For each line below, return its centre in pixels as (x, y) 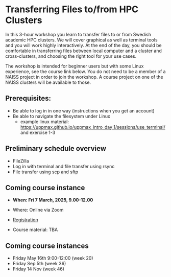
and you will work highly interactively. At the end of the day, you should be (83, 45)
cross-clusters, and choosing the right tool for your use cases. (71, 56)
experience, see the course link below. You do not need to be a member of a (86, 71)
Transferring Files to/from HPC (72, 9)
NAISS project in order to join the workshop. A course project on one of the (84, 77)
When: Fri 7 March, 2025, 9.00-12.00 (53, 200)
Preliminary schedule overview (56, 148)
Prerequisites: (28, 98)
